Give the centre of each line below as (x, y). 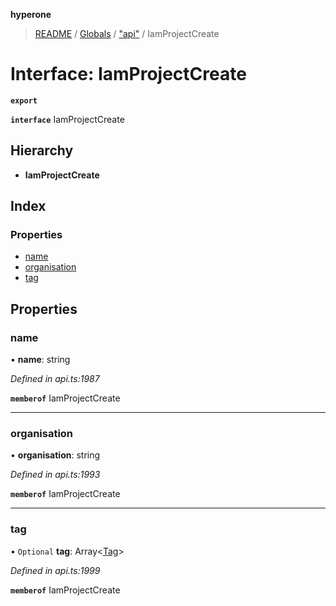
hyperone (31, 14)
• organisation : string (55, 455)
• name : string (40, 360)
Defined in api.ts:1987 (55, 379)
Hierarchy (42, 150)
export (24, 100)
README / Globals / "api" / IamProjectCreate (127, 33)
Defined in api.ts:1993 (55, 475)
